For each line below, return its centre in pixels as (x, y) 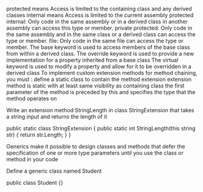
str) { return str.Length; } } (39, 135)
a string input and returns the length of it (57, 117)
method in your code (32, 159)
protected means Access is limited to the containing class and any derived (99, 9)
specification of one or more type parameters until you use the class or (95, 153)
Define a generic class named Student (54, 171)
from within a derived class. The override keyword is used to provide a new (100, 53)
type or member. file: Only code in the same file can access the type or (95, 41)
